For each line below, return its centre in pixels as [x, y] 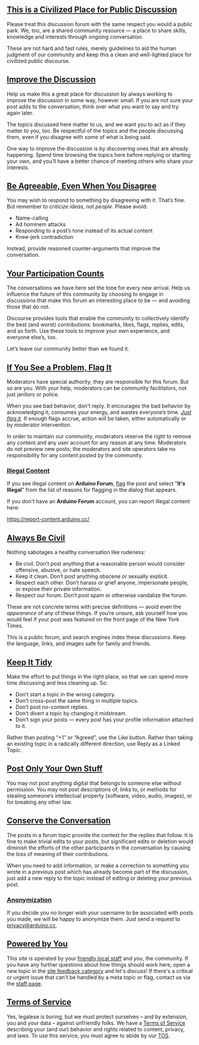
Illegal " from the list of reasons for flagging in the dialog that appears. [92, 490]
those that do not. [28, 307]
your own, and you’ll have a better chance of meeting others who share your [100, 161]
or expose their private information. [58, 589]
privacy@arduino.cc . [32, 925]
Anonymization [29, 899]
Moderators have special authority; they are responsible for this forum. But [98, 382]
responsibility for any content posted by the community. [75, 455]
